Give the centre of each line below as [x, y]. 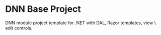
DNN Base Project [43, 9]
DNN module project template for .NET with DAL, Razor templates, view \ [80, 23]
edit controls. [19, 28]
